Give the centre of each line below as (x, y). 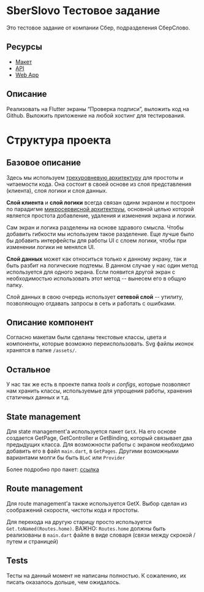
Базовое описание (44, 163)
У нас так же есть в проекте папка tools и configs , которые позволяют (99, 385)
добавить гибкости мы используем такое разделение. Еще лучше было (100, 234)
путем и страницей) (32, 541)
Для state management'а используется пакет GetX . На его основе (91, 431)
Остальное (28, 370)
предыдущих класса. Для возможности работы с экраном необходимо (100, 444)
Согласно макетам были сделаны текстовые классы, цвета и (86, 337)
